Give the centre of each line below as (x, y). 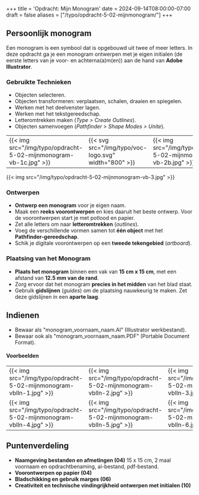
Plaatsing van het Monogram (48, 258)
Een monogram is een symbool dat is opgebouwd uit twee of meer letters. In (99, 47)
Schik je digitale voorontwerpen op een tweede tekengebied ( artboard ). (103, 243)
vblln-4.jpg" (26, 424)
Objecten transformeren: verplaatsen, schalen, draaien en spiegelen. (98, 101)
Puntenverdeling (38, 446)
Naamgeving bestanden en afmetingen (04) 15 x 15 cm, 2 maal (93, 460)
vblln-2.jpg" (106, 392)
